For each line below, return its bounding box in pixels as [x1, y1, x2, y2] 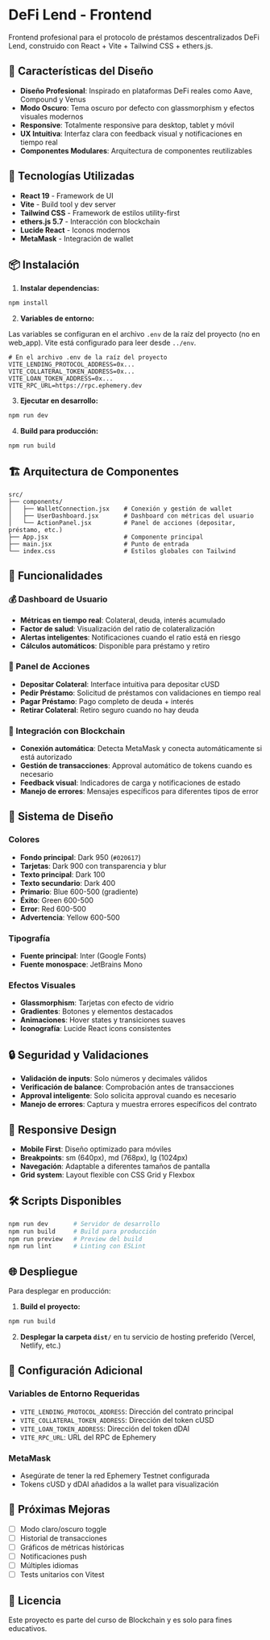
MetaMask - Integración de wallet [19, 233, 134, 243]
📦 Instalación [8, 258, 80, 271]
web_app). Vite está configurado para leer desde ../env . [8, 338, 197, 348]
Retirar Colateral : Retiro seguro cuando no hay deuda [19, 705, 199, 715]
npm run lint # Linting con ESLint [8, 1242, 147, 1251]
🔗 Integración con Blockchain [8, 725, 126, 736]
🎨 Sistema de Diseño [8, 810, 114, 824]
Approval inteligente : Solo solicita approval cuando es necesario [19, 1091, 237, 1101]
